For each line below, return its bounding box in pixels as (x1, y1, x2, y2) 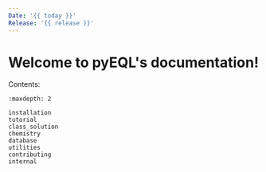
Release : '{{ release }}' (8, 19, 94, 27)
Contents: (8, 80, 41, 89)
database (8, 137, 37, 145)
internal (8, 158, 37, 166)
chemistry (8, 130, 41, 138)
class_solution (8, 123, 59, 131)
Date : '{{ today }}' (8, 11, 77, 20)
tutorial (8, 116, 37, 124)
